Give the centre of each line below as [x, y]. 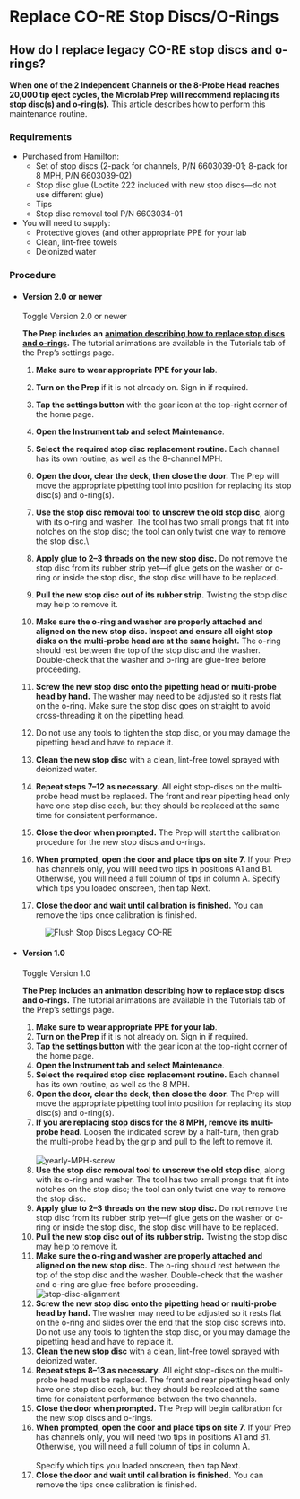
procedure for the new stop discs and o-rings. [120, 842]
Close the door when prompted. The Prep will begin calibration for [159, 1408]
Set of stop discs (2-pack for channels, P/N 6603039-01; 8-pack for [162, 166]
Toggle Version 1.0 [56, 973]
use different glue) [70, 195]
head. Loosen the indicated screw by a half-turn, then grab [169, 1131]
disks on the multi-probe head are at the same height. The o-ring [158, 641]
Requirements [41, 136]
